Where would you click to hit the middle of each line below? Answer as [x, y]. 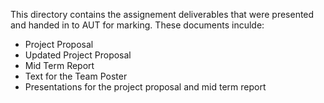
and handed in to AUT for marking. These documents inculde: [137, 25]
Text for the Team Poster [76, 76]
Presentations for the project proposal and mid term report [145, 87]
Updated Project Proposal [78, 55]
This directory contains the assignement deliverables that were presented [162, 14]
